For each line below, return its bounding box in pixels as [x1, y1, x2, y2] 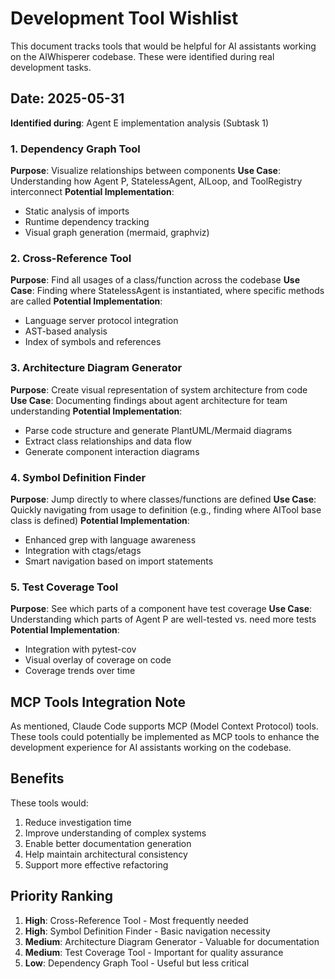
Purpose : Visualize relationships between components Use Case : [10, 165, 282, 177]
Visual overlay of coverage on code [24, 654, 172, 666]
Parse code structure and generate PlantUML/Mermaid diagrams [24, 424, 293, 436]
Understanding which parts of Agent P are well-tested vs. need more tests [10, 613, 317, 626]
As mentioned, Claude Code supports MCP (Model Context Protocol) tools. [10, 720, 319, 732]
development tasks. [10, 61, 92, 73]
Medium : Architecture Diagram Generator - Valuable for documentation [24, 935, 320, 947]
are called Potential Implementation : [10, 295, 163, 307]
